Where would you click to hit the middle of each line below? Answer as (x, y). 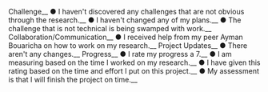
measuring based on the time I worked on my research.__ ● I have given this (134, 62)
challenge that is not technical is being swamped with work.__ (110, 28)
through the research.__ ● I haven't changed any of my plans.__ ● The (125, 20)
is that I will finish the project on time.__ (73, 80)
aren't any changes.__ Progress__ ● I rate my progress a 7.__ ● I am (120, 54)
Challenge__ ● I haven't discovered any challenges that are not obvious (126, 12)
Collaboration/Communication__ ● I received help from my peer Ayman (126, 37)
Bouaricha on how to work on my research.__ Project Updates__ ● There (128, 46)
